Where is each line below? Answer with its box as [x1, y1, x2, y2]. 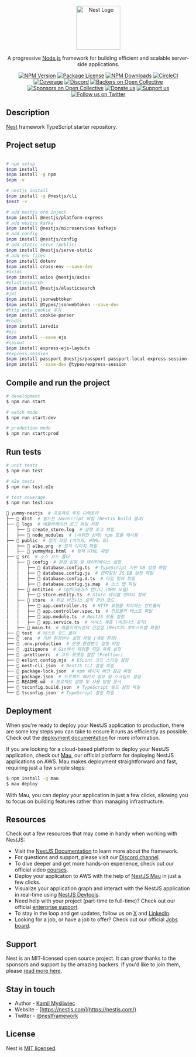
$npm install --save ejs [6, 334, 67, 340]
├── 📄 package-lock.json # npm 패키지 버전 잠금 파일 [6, 668, 132, 674]
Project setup [6, 140, 57, 150]
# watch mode [6, 409, 38, 415]
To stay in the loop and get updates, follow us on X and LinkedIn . [14, 910, 171, 917]
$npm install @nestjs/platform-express [6, 214, 104, 221]
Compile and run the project [6, 377, 110, 387]
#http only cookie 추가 [6, 307, 61, 313]
